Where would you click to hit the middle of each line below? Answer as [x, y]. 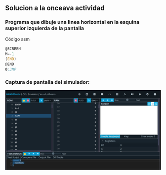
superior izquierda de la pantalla [45, 28]
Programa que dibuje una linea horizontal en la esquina [72, 22]
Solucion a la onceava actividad [55, 8]
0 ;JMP [11, 70]
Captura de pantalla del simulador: [47, 82]
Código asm [18, 39]
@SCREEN [13, 49]
